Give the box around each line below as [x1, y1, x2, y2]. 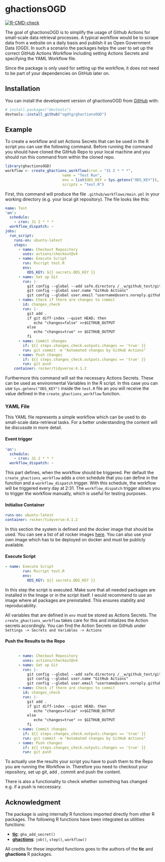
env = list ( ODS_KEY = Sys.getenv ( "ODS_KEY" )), [62, 177, 160, 182]
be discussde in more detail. [5, 425, 62, 431]
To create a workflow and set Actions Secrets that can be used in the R [5, 138, 149, 144]
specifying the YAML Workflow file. [5, 55, 77, 61]
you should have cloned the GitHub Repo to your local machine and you [5, 149, 150, 155]
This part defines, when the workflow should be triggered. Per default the [5, 470, 154, 476]
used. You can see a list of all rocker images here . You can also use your [5, 531, 152, 538]
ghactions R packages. [5, 851, 53, 857]
